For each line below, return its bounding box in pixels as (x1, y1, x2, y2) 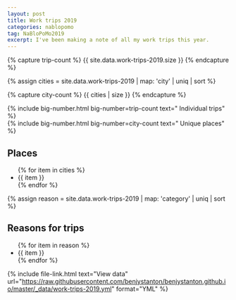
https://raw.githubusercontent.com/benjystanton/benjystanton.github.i (21, 277, 226, 285)
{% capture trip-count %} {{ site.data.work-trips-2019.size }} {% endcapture (7, 56, 229, 64)
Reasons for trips (7, 223, 85, 235)
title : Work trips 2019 (7, 17, 77, 24)
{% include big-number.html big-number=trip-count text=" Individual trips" (7, 104, 225, 113)
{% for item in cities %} (17, 165, 86, 174)
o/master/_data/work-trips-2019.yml (7, 285, 112, 293)
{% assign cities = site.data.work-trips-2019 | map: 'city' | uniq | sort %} (7, 77, 216, 85)
